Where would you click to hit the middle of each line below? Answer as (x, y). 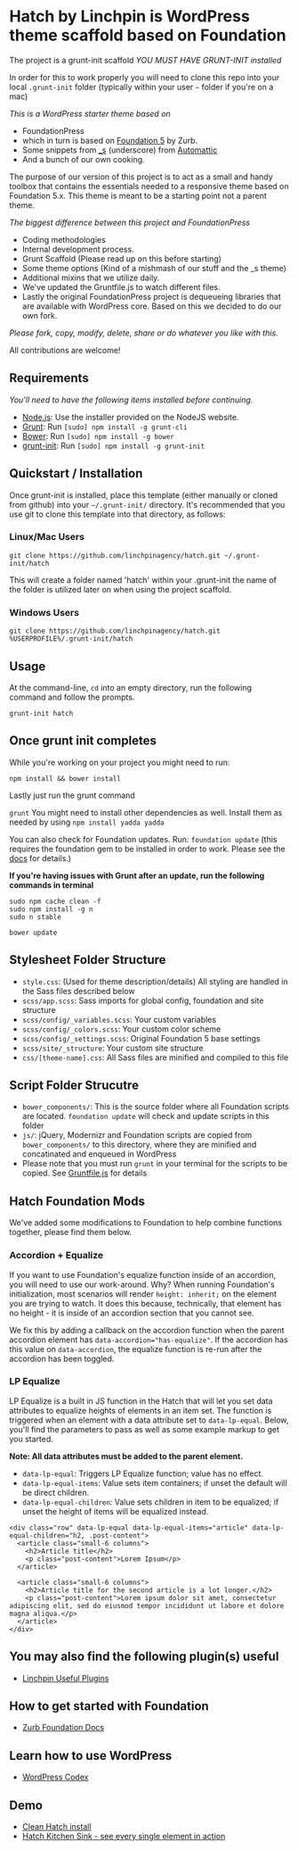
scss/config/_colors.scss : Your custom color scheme (121, 1029)
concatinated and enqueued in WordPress (99, 1154)
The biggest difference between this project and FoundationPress (130, 222)
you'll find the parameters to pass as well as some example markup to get (145, 1429)
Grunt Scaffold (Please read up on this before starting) (122, 258)
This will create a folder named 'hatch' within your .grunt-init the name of (143, 580)
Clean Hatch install (56, 1827)
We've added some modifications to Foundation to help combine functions (146, 1223)
